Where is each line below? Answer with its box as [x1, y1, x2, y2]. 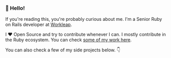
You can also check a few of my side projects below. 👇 [5, 47, 121, 53]
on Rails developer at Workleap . [5, 21, 72, 27]
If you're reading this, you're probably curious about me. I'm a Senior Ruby [5, 16, 162, 22]
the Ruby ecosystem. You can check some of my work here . [5, 37, 132, 43]
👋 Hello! [5, 5, 26, 12]
